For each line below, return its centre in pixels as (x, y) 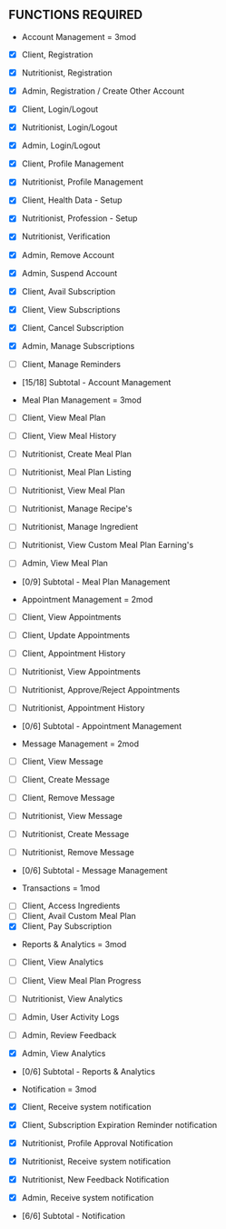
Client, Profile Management (73, 164)
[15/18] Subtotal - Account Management (96, 382)
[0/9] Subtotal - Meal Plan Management (96, 582)
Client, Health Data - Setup (72, 200)
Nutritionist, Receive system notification (96, 1161)
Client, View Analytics (62, 962)
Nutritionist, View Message (72, 816)
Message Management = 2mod (80, 744)
